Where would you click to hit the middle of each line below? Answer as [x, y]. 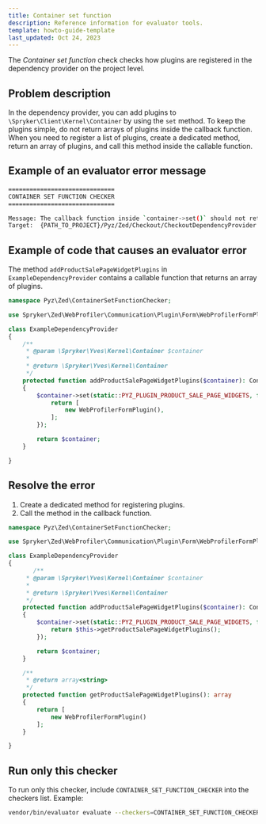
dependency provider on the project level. [76, 69]
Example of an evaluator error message [107, 171]
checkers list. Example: [46, 798]
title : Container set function [60, 15]
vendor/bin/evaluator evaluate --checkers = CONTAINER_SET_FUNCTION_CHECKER [134, 813]
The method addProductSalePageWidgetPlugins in [88, 269]
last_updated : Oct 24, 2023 [55, 38]
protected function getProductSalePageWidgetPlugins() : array [127, 695]
